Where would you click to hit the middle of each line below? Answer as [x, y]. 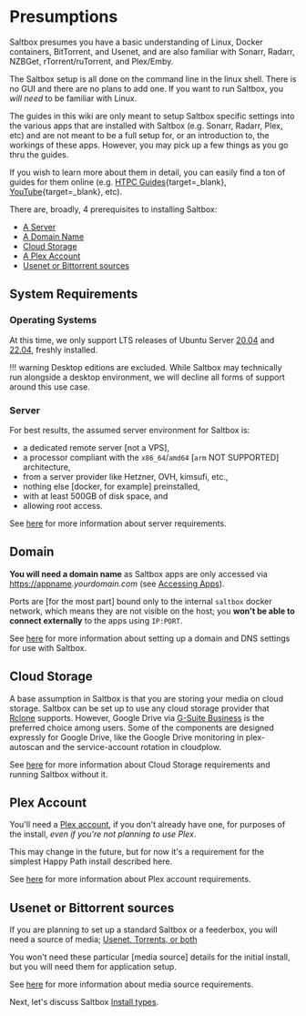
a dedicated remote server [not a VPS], [96, 447]
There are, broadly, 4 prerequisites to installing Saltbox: [113, 209]
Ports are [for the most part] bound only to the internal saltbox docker [141, 601]
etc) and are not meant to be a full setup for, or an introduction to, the [140, 135]
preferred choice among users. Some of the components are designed [142, 727]
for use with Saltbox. [48, 647]
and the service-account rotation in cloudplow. [133, 747]
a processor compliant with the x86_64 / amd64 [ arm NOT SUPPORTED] [151, 457]
